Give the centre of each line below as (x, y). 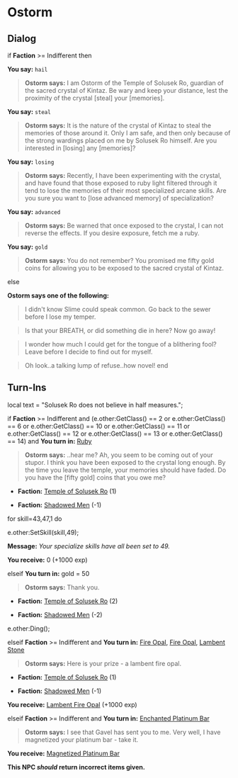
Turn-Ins (27, 388)
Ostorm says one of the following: (58, 295)
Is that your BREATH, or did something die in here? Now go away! (120, 331)
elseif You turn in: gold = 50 (49, 573)
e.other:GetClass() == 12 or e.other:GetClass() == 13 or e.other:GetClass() (115, 434)
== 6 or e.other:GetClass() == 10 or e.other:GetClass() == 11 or (98, 426)
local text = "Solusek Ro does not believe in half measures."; (95, 405)
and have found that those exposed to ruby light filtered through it (121, 183)
